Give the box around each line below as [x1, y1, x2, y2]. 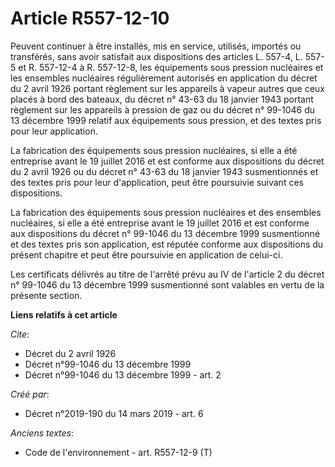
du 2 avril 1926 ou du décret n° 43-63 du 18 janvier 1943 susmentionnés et [10, 165, 319, 177]
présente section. [10, 289, 83, 301]
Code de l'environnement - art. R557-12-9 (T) [24, 446, 213, 458]
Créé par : [10, 388, 50, 400]
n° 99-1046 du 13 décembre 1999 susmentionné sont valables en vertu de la [10, 278, 325, 291]
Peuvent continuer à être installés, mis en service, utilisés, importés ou [10, 40, 302, 52]
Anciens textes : [10, 427, 75, 439]
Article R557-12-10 [10, 7, 170, 30]
